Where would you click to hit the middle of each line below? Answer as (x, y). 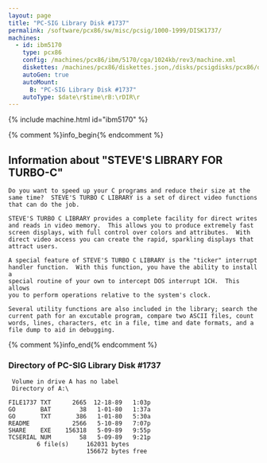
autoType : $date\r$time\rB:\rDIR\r (81, 97)
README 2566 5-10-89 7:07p (79, 424)
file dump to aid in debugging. (62, 330)
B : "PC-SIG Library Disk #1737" (83, 89)
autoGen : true (46, 75)
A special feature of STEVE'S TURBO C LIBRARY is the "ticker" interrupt (133, 261)
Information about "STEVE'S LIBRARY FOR (116, 160)
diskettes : (41, 68)
